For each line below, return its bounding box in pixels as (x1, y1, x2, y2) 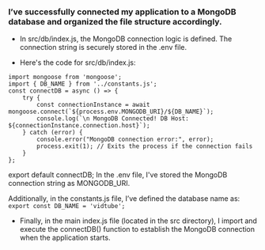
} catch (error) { (22, 129, 83, 137)
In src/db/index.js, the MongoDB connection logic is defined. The (19, 34, 233, 44)
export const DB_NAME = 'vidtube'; (8, 203, 126, 210)
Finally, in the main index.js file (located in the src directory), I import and (19, 216, 257, 225)
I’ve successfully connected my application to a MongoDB (8, 6, 237, 17)
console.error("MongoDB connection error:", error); (36, 135, 214, 144)
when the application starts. (19, 233, 111, 243)
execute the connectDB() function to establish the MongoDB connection (19, 225, 256, 234)
